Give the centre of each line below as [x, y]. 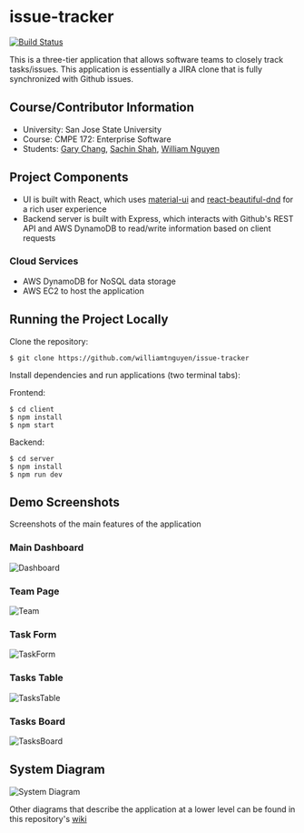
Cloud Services [44, 261]
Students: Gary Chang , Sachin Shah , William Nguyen [121, 148]
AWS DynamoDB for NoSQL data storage [99, 281]
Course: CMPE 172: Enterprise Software [97, 139]
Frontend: [28, 392]
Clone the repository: [49, 341]
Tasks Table [36, 677]
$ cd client [32, 409]
